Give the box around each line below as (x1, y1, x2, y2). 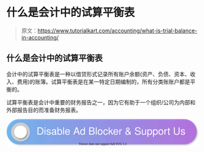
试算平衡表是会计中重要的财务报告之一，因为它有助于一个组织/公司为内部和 (6, 98, 196, 106)
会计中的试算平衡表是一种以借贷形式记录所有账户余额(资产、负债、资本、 (6, 70, 191, 78)
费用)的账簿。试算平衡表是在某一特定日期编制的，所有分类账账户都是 (16, 78, 191, 85)
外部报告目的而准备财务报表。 (6, 106, 81, 114)
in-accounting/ (21, 34, 59, 41)
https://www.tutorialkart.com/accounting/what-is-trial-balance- (37, 27, 197, 34)
